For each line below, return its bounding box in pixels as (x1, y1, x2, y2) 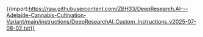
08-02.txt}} (6, 24, 35, 32)
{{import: (6, 5, 29, 12)
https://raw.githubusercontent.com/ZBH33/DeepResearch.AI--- (28, 5, 188, 12)
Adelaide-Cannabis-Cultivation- (6, 12, 87, 19)
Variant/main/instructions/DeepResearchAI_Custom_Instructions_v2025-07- (6, 18, 197, 25)
